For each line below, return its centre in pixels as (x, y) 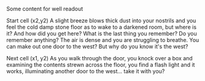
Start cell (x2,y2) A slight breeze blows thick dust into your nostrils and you (101, 20)
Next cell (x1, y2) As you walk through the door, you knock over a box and (100, 58)
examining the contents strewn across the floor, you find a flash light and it (101, 65)
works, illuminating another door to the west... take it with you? (86, 71)
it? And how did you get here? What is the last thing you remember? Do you (102, 33)
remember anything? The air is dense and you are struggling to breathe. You (103, 40)
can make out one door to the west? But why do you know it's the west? (97, 46)
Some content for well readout (45, 9)
